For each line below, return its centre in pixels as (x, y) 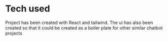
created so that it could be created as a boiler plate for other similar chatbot (84, 27)
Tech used (28, 9)
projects (14, 33)
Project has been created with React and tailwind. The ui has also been (79, 22)
